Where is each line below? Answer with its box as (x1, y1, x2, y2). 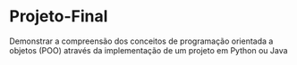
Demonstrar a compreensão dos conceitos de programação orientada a (9, 36, 274, 46)
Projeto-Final (9, 6, 108, 27)
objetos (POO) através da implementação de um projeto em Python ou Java (9, 45, 288, 55)
